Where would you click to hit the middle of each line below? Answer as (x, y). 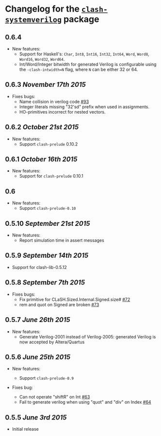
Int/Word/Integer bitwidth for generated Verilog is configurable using (88, 64)
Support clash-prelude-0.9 (47, 378)
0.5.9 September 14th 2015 (47, 256)
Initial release (25, 429)
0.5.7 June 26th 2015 (38, 320)
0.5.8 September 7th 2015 (45, 283)
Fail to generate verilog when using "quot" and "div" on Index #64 (85, 402)
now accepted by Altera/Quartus (52, 342)
